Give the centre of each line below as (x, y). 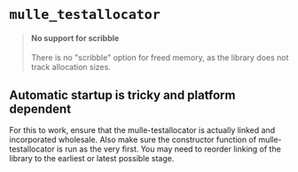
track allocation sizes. (71, 67)
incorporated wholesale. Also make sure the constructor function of (133, 140)
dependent (40, 109)
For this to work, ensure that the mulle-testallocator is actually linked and (142, 130)
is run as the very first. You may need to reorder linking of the (169, 149)
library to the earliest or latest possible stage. (92, 159)
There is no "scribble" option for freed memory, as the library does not (160, 58)
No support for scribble (75, 38)
